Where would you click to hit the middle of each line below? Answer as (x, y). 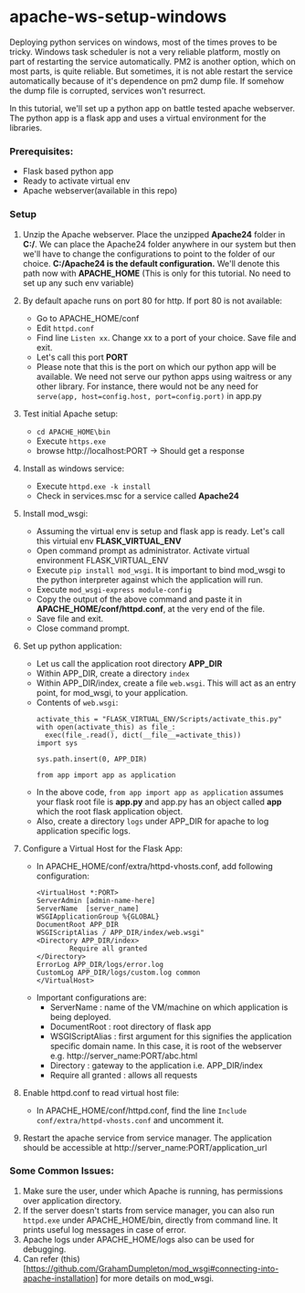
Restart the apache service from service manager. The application (147, 1138)
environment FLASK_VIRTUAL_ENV (102, 560)
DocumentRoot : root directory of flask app (131, 1026)
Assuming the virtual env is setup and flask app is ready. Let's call (160, 531)
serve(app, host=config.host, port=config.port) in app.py (149, 395)
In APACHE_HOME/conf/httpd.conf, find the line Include (142, 1110)
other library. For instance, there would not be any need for (147, 386)
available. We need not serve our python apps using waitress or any (164, 376)
